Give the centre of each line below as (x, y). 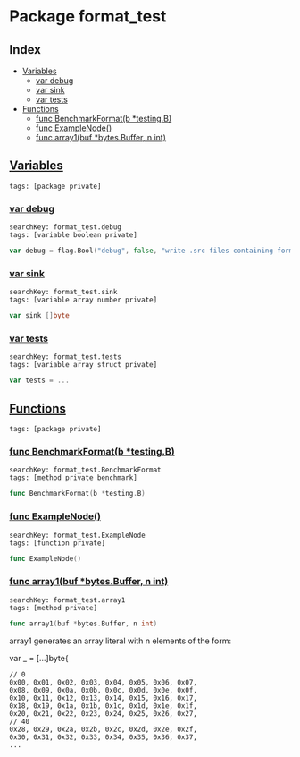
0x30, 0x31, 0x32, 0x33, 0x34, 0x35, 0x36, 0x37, (104, 737)
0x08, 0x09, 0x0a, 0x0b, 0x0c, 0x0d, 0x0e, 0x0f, (104, 690)
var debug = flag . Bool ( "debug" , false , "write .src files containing (142, 251)
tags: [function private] (57, 543)
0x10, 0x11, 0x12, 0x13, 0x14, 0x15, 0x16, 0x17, (104, 698)
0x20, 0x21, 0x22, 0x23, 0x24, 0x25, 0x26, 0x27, (104, 713)
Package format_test (88, 17)
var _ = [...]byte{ (39, 658)
